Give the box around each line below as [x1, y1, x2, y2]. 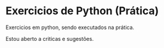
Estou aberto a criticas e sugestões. [5, 35, 94, 42]
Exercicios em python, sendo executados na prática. [5, 24, 135, 31]
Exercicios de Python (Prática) [5, 4, 159, 18]
